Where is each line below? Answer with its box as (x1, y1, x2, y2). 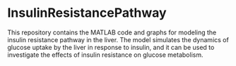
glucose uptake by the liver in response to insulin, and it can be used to (7, 43, 215, 51)
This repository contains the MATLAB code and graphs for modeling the (7, 28, 217, 37)
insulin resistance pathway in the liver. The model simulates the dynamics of (7, 35, 230, 44)
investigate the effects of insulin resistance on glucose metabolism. (7, 51, 203, 59)
